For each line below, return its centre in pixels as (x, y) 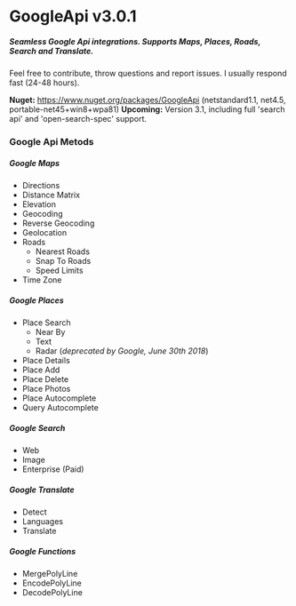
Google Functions (43, 551)
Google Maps (35, 163)
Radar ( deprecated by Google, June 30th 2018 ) (122, 351)
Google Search (37, 427)
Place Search (46, 323)
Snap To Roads (63, 261)
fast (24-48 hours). (44, 83)
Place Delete (45, 379)
